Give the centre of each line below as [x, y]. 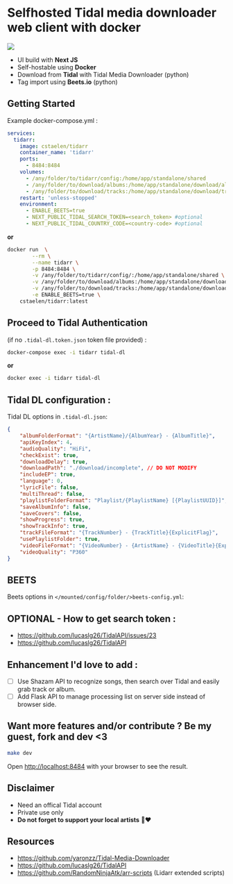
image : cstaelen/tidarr [54, 146]
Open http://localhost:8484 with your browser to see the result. [98, 766]
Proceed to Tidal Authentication [77, 323]
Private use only [40, 812]
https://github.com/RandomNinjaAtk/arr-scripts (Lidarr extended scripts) [121, 873]
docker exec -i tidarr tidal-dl [54, 378]
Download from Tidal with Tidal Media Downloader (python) [103, 74]
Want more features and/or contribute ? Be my [110, 726]
